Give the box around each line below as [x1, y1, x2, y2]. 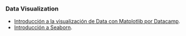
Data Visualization [5, 5, 59, 13]
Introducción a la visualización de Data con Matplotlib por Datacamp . [13, 18, 181, 25]
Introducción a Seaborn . [13, 24, 73, 31]
